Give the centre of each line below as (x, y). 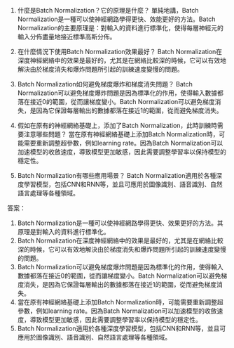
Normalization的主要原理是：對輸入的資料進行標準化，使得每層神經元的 (121, 28)
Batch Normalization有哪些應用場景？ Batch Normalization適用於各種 (117, 175)
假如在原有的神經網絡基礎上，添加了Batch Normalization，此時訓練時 (117, 125)
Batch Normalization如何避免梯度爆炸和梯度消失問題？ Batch (105, 84)
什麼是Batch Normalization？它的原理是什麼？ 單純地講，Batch (108, 10)
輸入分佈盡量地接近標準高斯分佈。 (67, 37)
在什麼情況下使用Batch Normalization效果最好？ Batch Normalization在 (120, 52)
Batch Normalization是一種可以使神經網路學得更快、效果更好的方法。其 (121, 223)
